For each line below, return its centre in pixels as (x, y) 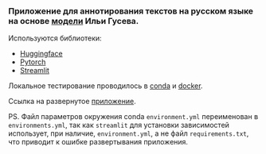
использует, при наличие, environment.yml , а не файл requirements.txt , (129, 133)
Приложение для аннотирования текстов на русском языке (131, 11)
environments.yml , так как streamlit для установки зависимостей (119, 125)
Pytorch (33, 62)
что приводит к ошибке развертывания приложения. (98, 142)
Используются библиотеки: (55, 38)
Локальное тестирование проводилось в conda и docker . (106, 86)
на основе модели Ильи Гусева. (74, 21)
